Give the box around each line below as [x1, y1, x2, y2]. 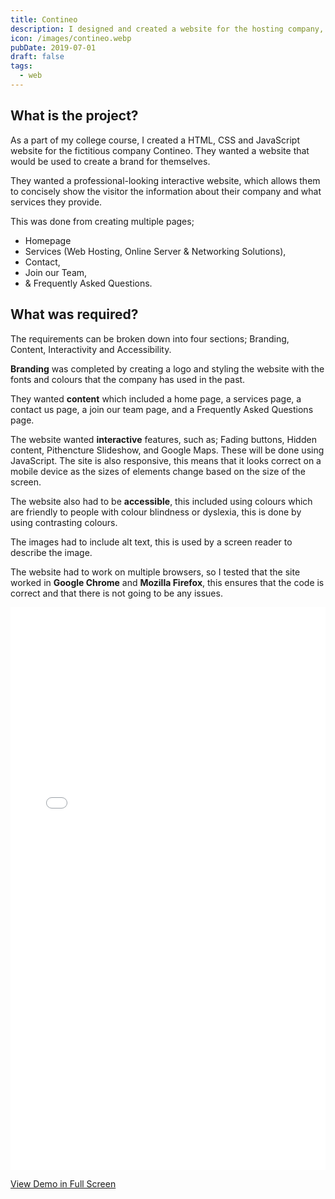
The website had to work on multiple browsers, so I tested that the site [10, 566, 301, 578]
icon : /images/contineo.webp [10, 33, 132, 43]
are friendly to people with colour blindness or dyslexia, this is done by [10, 506, 302, 518]
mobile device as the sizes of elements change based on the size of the [10, 465, 306, 477]
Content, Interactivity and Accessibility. [10, 343, 172, 355]
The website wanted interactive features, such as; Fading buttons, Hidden [10, 433, 317, 445]
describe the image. [10, 546, 93, 558]
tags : [10, 61, 33, 71]
